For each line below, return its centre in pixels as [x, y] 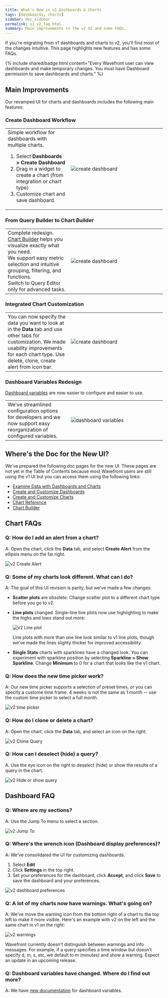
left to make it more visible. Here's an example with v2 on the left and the [80, 920]
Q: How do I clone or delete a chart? [49, 720]
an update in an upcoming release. [41, 960]
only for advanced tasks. [37, 289]
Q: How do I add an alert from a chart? [52, 538]
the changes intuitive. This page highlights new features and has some [78, 48]
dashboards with [27, 139]
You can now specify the [37, 316]
